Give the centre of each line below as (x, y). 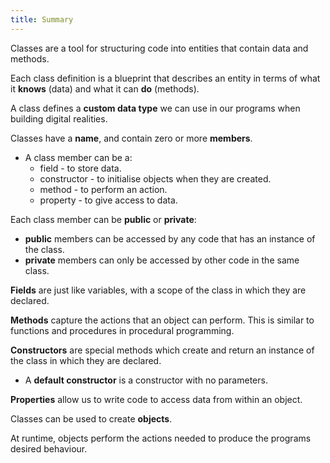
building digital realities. (59, 118)
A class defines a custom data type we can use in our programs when (155, 108)
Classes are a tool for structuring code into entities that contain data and (159, 48)
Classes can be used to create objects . (91, 418)
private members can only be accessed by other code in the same (162, 260)
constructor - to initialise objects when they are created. (155, 178)
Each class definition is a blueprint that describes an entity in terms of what (165, 78)
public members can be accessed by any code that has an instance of (170, 238)
